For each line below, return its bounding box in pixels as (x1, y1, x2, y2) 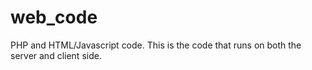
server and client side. (10, 49, 102, 61)
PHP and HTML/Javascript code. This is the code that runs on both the (10, 39, 302, 51)
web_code (10, 6, 98, 29)
